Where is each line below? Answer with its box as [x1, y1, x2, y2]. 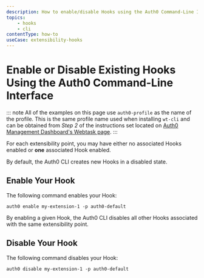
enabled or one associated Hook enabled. [6, 146, 111, 153]
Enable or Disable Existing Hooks [6, 63, 176, 77]
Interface [6, 89, 53, 103]
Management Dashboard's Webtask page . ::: [6, 128, 118, 135]
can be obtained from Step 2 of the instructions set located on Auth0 [6, 122, 178, 129]
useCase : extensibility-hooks [6, 37, 83, 43]
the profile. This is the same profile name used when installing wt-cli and [6, 115, 190, 122]
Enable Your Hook [6, 176, 75, 186]
